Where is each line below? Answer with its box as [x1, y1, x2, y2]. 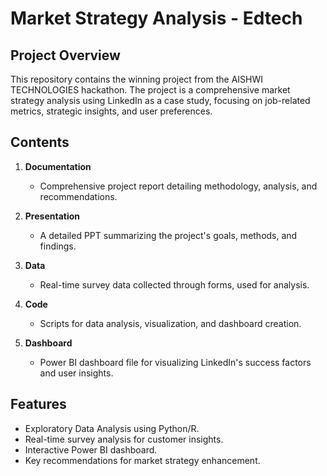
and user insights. [39, 367, 114, 379]
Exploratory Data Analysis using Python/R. [24, 422, 200, 434]
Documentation [24, 160, 92, 172]
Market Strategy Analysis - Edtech [10, 7, 303, 30]
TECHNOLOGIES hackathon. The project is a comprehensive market [10, 84, 291, 96]
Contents [10, 134, 70, 151]
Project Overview [10, 47, 121, 64]
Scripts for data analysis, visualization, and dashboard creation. [39, 317, 302, 329]
